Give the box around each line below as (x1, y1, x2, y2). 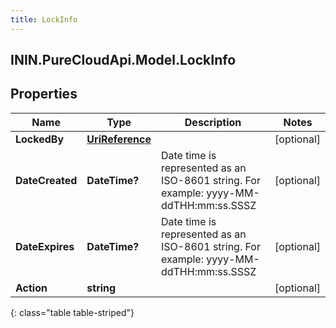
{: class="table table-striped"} (10, 306, 135, 318)
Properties (10, 86, 78, 103)
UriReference (86, 132, 152, 146)
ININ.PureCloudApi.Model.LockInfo (10, 52, 237, 69)
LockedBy (15, 132, 65, 146)
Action (15, 281, 48, 295)
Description (184, 115, 242, 129)
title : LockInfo (10, 14, 78, 25)
